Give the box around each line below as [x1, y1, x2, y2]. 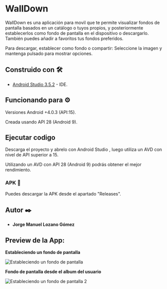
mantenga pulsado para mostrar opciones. [5, 50, 93, 56]
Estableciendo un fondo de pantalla [5, 249, 80, 255]
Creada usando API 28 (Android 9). [5, 118, 77, 125]
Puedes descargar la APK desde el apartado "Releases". [5, 190, 121, 196]
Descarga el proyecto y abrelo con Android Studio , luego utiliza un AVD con [5, 146, 162, 152]
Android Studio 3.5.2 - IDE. [12, 81, 68, 87]
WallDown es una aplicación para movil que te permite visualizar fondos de [5, 19, 160, 25]
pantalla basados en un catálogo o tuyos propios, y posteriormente [5, 24, 143, 30]
